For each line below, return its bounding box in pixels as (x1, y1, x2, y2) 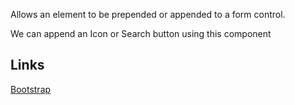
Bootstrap (10, 83, 52, 95)
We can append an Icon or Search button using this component (10, 28, 272, 39)
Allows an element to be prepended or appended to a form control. (10, 9, 286, 20)
